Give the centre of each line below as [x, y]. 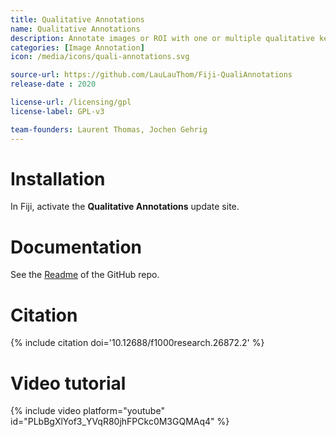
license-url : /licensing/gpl [71, 102]
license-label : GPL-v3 [57, 111]
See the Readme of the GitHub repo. [85, 275]
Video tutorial [68, 383]
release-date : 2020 [53, 84]
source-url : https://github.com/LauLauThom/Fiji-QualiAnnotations [151, 75]
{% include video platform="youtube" [87, 411]
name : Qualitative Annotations [75, 29]
